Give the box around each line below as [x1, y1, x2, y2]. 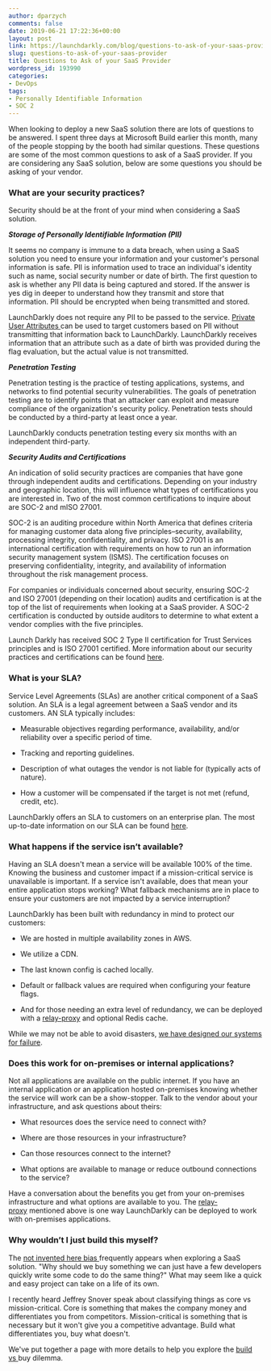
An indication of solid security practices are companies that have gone [8, 468, 244, 477]
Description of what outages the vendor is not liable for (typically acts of [19, 763, 261, 773]
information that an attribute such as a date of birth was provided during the [8, 339, 261, 348]
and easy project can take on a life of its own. [8, 1278, 160, 1289]
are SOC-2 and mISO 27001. [8, 503, 102, 512]
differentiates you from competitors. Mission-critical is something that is [8, 1311, 248, 1321]
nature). [19, 772, 47, 782]
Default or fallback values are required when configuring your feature [19, 981, 251, 990]
